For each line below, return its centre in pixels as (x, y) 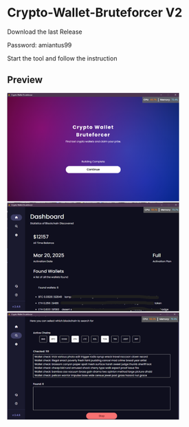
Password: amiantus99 (40, 45)
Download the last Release (45, 32)
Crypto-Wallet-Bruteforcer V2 (95, 13)
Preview (25, 80)
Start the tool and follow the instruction (62, 58)
